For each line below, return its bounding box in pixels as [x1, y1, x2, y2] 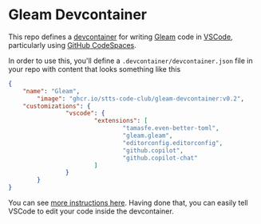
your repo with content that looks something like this [8, 64, 181, 73]
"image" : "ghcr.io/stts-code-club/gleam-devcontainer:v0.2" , [37, 94, 245, 103]
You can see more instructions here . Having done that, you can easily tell [8, 198, 249, 208]
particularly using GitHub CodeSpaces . [8, 40, 137, 49]
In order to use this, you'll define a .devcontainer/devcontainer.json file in [8, 56, 253, 65]
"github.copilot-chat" [122, 154, 198, 162]
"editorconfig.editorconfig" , [122, 139, 223, 147]
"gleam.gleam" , [122, 132, 173, 140]
